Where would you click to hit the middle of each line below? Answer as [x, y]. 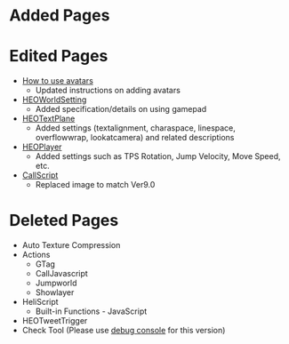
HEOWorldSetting [54, 100]
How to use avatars [57, 81]
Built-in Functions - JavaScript [91, 311]
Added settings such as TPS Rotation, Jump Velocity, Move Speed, [158, 156]
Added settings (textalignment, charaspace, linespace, [135, 128]
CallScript [40, 175]
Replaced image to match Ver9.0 [95, 185]
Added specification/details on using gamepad [121, 109]
